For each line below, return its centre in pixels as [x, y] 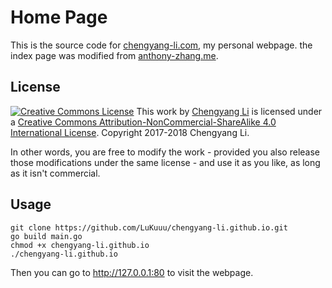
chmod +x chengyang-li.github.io [80, 245]
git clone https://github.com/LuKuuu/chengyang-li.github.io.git [149, 227]
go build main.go [46, 236]
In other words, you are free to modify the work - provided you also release [165, 152]
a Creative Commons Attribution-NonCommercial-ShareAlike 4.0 [143, 122]
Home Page [59, 17]
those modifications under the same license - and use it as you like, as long [165, 162]
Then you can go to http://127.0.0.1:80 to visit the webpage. [132, 272]
